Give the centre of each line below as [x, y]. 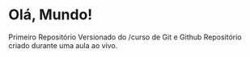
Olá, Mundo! [51, 15]
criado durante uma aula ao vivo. [63, 45]
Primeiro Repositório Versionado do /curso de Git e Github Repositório [125, 37]
